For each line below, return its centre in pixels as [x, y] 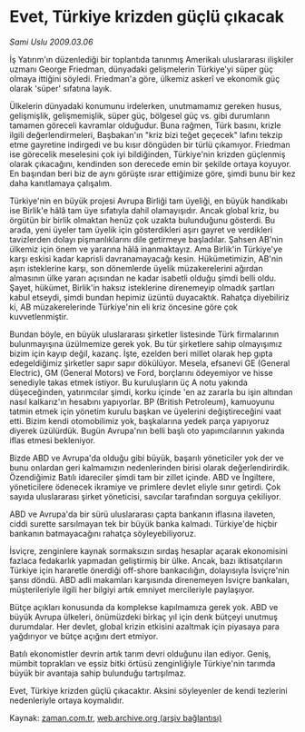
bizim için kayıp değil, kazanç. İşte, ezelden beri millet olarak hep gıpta [141, 353]
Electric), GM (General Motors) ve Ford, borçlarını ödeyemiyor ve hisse [142, 372]
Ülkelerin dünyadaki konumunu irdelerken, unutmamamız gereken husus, [146, 105]
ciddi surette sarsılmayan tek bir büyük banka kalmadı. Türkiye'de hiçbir [143, 523]
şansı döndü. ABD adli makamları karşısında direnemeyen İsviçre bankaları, [149, 579]
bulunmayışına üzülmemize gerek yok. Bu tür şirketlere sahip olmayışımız [146, 343]
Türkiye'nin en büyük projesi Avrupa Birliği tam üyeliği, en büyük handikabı [148, 201]
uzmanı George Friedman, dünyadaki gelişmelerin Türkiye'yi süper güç [142, 69]
